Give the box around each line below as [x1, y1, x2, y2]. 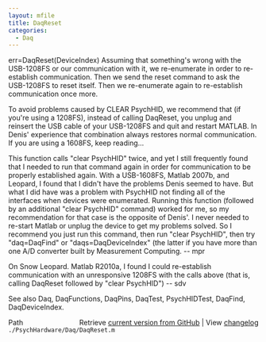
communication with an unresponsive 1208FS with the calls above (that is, [8, 271, 251, 280]
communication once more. [8, 89, 98, 99]
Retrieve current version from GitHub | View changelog [79, 318, 259, 328]
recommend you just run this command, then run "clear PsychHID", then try [8, 229, 256, 239]
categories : [8, 26, 48, 34]
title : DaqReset [8, 19, 62, 27]
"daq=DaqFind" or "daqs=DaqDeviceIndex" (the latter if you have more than [8, 238, 257, 248]
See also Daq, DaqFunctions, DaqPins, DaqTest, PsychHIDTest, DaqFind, [8, 294, 246, 304]
